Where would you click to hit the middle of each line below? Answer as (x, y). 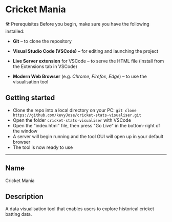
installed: (15, 31)
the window (25, 131)
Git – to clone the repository (42, 41)
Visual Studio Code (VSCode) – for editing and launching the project (85, 51)
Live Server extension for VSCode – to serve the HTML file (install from (88, 61)
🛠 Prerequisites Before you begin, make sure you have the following (77, 24)
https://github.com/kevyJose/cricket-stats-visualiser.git (77, 115)
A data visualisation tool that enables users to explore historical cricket (80, 209)
